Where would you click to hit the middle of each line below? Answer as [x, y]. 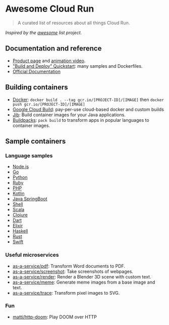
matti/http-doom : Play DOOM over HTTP [54, 317]
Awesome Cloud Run [50, 9]
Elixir [18, 226]
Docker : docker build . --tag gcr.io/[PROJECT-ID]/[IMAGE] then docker [88, 100]
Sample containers [36, 141]
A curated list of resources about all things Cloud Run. [74, 23]
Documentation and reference [53, 49]
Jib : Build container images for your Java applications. [69, 115]
